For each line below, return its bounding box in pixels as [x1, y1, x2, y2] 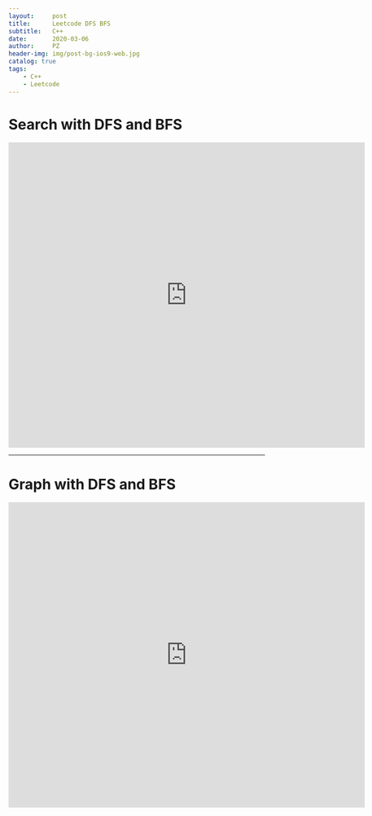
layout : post [8, 11, 68, 20]
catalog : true [8, 58, 57, 66]
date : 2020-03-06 [8, 34, 90, 43]
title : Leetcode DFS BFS [8, 20, 112, 28]
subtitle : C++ [8, 27, 63, 35]
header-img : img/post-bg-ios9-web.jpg [8, 50, 140, 58]
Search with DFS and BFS [8, 115, 183, 134]
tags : [8, 65, 27, 73]
